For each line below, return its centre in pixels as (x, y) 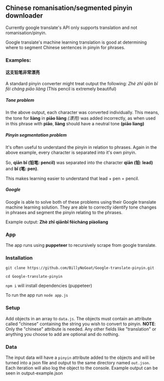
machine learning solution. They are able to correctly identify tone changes (81, 207)
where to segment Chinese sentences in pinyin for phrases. (65, 47)
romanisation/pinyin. (26, 33)
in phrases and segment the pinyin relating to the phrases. (64, 212)
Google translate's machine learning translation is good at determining (76, 42)
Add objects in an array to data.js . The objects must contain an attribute (79, 318)
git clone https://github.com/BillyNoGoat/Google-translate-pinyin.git (80, 268)
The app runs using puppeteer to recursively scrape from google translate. (81, 245)
